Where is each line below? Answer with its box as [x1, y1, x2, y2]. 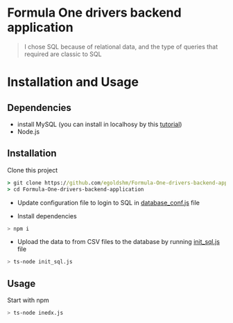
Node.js [17, 127, 40, 136]
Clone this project [7, 166, 58, 174]
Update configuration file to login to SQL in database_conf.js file [17, 198, 200, 207]
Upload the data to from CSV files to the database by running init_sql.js [17, 238, 221, 246]
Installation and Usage [7, 74, 139, 90]
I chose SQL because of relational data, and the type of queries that [24, 42, 218, 51]
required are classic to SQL [24, 50, 102, 58]
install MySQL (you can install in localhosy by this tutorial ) [17, 120, 182, 128]
